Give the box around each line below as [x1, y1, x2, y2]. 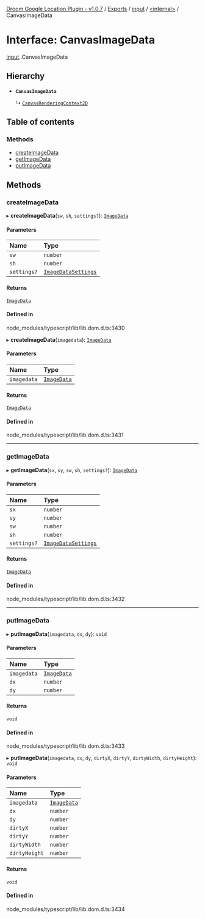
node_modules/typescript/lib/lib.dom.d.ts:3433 [6, 742, 125, 750]
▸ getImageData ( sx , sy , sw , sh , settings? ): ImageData [6, 466, 138, 473]
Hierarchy [6, 71, 45, 81]
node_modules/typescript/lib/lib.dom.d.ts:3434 [6, 905, 125, 913]
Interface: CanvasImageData [6, 33, 156, 47]
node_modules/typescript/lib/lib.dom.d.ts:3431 [6, 431, 124, 439]
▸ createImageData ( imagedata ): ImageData [6, 336, 112, 343]
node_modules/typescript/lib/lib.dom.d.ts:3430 [6, 324, 125, 331]
